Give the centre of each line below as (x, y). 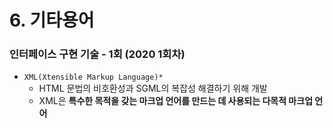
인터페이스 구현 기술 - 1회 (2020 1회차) (97, 54)
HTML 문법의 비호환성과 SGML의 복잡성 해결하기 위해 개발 (153, 88)
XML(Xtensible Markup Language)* (93, 77)
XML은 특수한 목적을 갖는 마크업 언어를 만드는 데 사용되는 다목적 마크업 (176, 101)
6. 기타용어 (52, 20)
